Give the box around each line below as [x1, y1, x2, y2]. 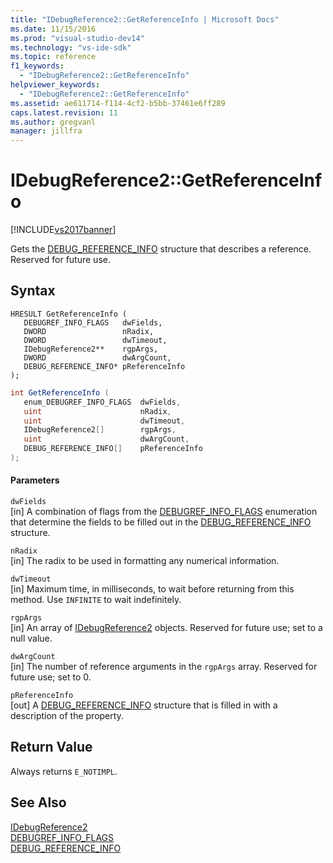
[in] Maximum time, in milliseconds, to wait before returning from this [10, 583, 295, 595]
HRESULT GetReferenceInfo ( [10, 309, 128, 319]
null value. [10, 632, 53, 645]
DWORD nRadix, [23, 326, 155, 336]
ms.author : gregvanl [10, 117, 97, 127]
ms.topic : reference [10, 52, 97, 62]
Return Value [10, 739, 93, 756]
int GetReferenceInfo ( [10, 387, 110, 398]
